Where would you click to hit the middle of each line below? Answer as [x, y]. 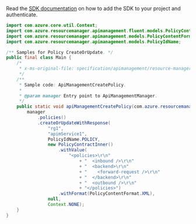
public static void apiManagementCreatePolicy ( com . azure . [88, 107]
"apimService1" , [67, 134]
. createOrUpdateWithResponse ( [74, 123]
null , [54, 199]
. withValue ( [73, 150]
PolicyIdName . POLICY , [74, 139]
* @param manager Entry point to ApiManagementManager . [88, 96]
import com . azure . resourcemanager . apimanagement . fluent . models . [86, 31]
